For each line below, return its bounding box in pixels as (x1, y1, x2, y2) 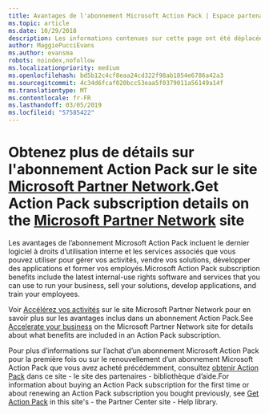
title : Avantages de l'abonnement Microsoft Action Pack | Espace (8, 11, 235, 20)
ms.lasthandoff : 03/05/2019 (8, 101, 102, 109)
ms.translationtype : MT (8, 86, 88, 95)
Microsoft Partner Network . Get (8, 177, 219, 196)
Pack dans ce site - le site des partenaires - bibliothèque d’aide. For (8, 371, 230, 381)
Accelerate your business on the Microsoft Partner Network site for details (8, 322, 254, 331)
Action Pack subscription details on (8, 194, 250, 213)
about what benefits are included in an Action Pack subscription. (8, 330, 222, 339)
